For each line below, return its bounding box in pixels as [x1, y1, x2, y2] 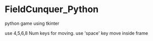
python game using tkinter [5, 20, 60, 26]
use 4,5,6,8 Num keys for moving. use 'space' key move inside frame [5, 30, 148, 36]
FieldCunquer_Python [5, 4, 99, 15]
